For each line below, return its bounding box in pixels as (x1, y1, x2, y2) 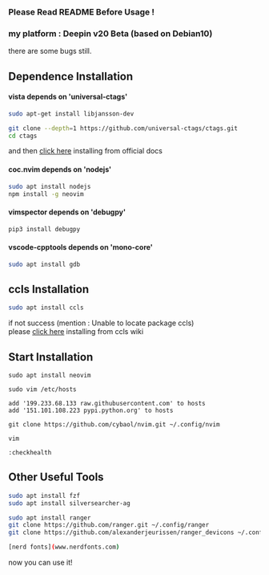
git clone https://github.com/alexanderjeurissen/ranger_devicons (8, 528, 235, 536)
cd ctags (8, 132, 38, 140)
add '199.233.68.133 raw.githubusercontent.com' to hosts (8, 400, 206, 408)
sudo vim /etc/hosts (8, 385, 78, 394)
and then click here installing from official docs (8, 146, 163, 156)
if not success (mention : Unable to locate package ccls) (8, 318, 195, 328)
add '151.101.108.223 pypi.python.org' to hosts (8, 406, 174, 415)
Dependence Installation (8, 69, 134, 83)
